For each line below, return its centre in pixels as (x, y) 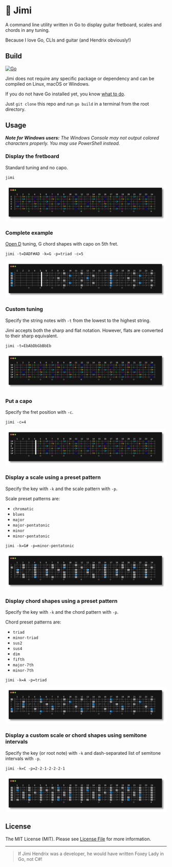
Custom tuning (24, 309)
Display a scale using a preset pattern (53, 477)
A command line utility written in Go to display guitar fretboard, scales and (84, 25)
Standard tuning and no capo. (37, 167)
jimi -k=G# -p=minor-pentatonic (40, 546)
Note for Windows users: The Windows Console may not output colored (82, 137)
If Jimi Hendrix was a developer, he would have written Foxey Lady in (91, 854)
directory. (15, 109)
